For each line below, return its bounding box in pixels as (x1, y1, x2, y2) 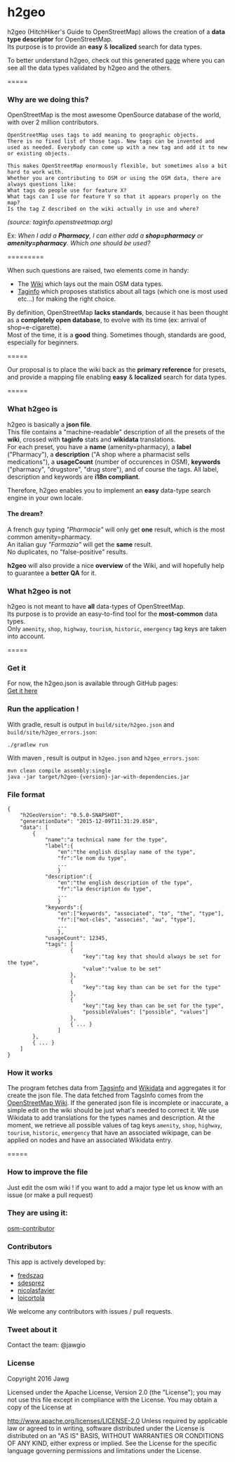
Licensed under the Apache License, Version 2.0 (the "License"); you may (7, 1387, 222, 1396)
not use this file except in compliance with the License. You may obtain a (7, 1395, 217, 1404)
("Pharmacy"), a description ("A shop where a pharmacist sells (7, 450, 190, 458)
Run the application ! (7, 704, 79, 714)
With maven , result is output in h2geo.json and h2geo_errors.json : (7, 753, 200, 762)
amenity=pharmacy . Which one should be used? (7, 239, 151, 247)
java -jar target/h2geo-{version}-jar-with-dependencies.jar (7, 773, 190, 780)
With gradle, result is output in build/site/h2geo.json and (7, 720, 175, 728)
